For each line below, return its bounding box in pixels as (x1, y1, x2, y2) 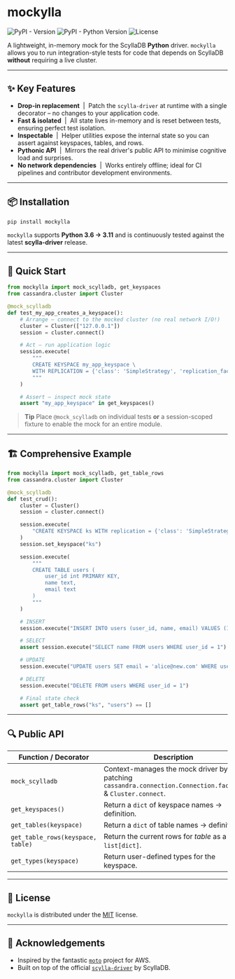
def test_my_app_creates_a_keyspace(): (7, 309, 124, 316)
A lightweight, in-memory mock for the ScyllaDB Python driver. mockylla (7, 41, 216, 49)
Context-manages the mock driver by (104, 765, 228, 774)
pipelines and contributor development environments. (17, 168, 173, 177)
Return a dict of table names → (104, 821, 208, 830)
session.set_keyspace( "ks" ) (20, 540, 101, 547)
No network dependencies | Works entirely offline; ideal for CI (17, 160, 202, 169)
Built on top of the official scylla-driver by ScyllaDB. (17, 963, 171, 971)
